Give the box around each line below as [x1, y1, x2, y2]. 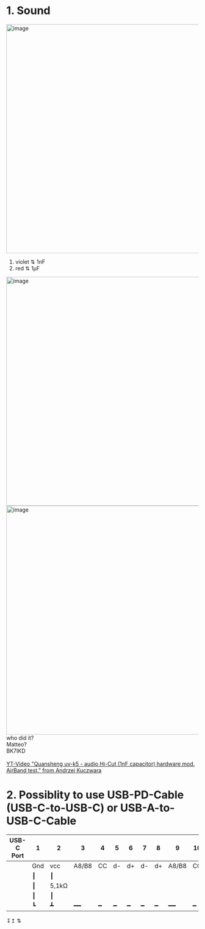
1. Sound [6, 4, 51, 18]
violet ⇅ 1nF [15, 258, 46, 266]
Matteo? [6, 740, 27, 748]
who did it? [6, 734, 34, 742]
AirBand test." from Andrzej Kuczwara [6, 767, 102, 774]
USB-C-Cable [6, 814, 77, 828]
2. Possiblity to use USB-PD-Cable [6, 788, 184, 802]
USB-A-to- [120, 801, 175, 815]
